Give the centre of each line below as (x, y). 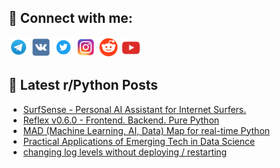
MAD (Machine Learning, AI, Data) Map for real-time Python (146, 130)
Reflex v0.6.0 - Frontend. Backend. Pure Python (121, 120)
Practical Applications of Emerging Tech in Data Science (139, 141)
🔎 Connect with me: (70, 18)
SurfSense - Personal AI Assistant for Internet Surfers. (134, 109)
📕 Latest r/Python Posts (83, 85)
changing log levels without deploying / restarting (125, 152)
